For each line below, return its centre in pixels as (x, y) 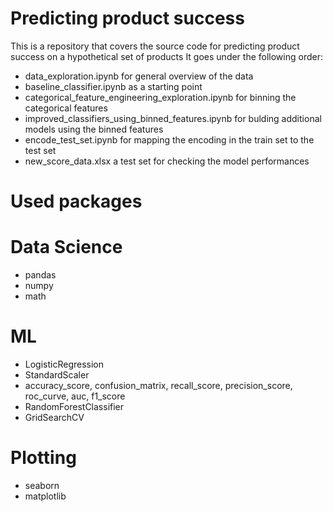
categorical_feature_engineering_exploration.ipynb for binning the (160, 97)
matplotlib (45, 496)
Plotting (43, 458)
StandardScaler (57, 375)
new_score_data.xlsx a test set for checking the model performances (167, 161)
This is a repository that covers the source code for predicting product (155, 46)
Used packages (76, 201)
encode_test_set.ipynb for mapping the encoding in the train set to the (169, 139)
